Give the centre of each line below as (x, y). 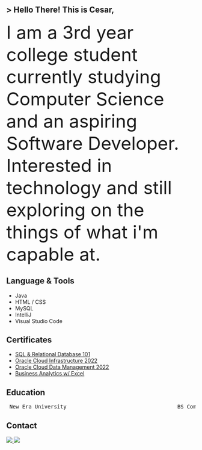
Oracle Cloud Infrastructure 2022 (56, 361)
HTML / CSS (30, 302)
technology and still (89, 187)
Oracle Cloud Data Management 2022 (62, 367)
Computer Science (85, 99)
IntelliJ (23, 315)
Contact (22, 426)
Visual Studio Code (39, 321)
